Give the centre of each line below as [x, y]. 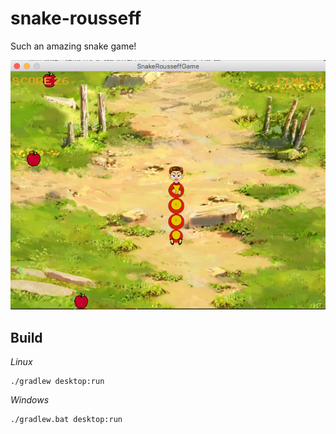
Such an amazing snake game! [73, 46]
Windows [30, 400]
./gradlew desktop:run [57, 382]
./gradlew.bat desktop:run [66, 420]
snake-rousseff [76, 18]
